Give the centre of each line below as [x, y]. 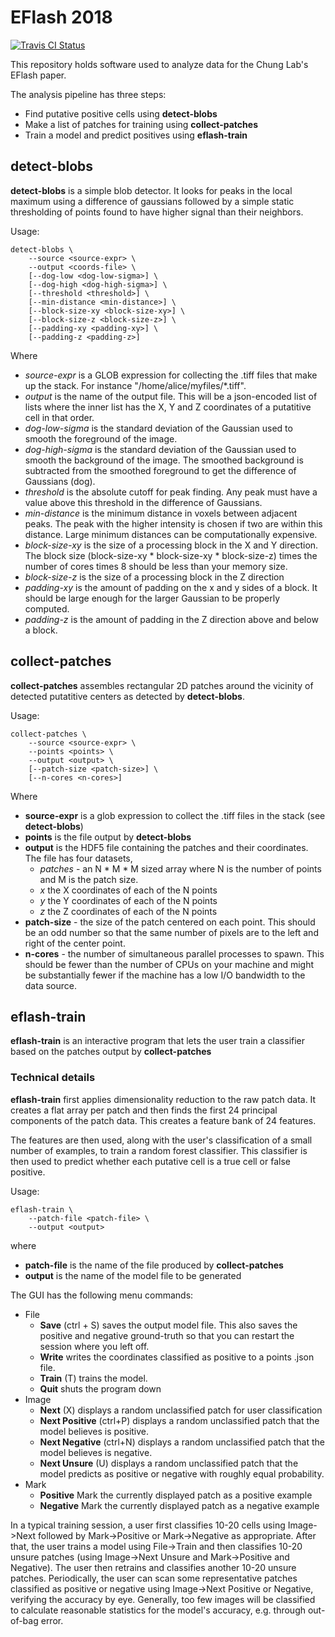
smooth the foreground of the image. [101, 438]
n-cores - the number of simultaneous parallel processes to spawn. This [174, 953]
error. [52, 1620]
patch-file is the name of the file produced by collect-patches [154, 1265]
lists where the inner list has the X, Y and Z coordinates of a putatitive [168, 407]
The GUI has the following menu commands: [102, 1295]
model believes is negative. [96, 1452]
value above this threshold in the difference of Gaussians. [143, 502]
